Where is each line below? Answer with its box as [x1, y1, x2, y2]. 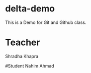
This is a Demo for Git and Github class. [5, 19, 87, 25]
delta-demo [5, 3, 55, 14]
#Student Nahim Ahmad [5, 63, 55, 69]
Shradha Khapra [5, 53, 39, 59]
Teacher [5, 37, 40, 48]
